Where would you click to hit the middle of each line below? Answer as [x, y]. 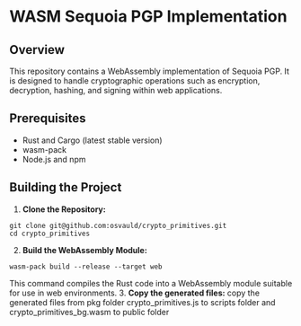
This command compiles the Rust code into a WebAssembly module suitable [151, 283]
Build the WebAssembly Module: [85, 250]
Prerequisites [48, 119]
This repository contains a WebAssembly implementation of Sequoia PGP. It [150, 71]
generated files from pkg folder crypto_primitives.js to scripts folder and [142, 302]
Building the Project [66, 187]
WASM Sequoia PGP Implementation [148, 17]
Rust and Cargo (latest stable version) [93, 140]
